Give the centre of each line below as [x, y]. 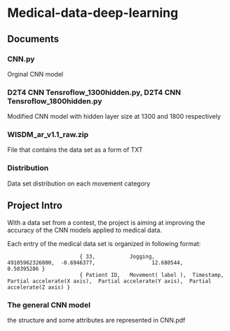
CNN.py [21, 59]
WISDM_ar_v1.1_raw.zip [48, 135]
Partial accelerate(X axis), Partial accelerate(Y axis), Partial [109, 281]
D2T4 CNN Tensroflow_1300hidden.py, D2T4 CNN [94, 92]
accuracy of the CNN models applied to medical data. [85, 230]
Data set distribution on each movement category [79, 183]
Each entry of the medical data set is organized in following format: [104, 243]
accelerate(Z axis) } [39, 287]
